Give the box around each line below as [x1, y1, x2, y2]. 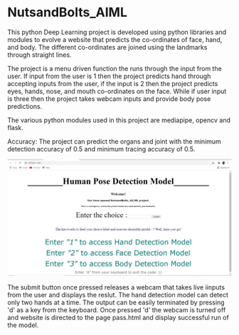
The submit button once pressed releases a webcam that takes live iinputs [7, 283, 225, 292]
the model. [7, 321, 39, 329]
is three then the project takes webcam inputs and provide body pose [7, 94, 211, 103]
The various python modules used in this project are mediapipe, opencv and [7, 115, 231, 124]
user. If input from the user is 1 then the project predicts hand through [7, 72, 211, 80]
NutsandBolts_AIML [7, 4, 128, 21]
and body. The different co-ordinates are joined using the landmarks [7, 43, 208, 51]
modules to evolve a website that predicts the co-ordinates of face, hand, [7, 35, 223, 43]
